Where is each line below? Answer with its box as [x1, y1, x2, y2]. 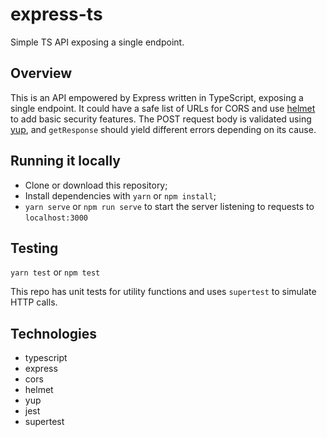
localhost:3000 [24, 213, 89, 223]
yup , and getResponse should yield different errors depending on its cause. [10, 123, 317, 135]
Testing [10, 239, 59, 257]
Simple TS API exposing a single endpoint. [10, 36, 185, 48]
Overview [10, 65, 73, 82]
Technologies [10, 325, 98, 342]
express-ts [10, 3, 103, 26]
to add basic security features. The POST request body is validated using [10, 113, 312, 125]
